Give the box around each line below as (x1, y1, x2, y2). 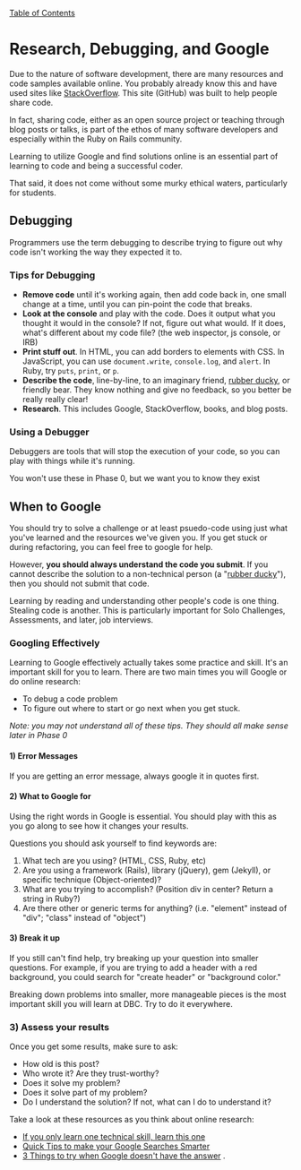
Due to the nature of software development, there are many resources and (9, 68, 284, 79)
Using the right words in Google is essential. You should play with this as (9, 811, 278, 822)
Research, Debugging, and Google (9, 39, 270, 59)
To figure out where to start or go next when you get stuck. (21, 703, 241, 714)
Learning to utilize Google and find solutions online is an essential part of (9, 151, 279, 161)
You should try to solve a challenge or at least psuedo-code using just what (9, 523, 288, 534)
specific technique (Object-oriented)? (21, 873, 162, 885)
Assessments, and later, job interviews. (9, 615, 154, 625)
